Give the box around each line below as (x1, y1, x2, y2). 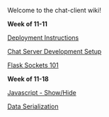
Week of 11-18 (7, 74, 50, 83)
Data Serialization (7, 102, 59, 111)
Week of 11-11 (7, 20, 48, 28)
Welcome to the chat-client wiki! (7, 6, 101, 14)
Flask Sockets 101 (7, 61, 59, 69)
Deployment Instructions (7, 33, 79, 42)
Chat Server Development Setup (7, 48, 102, 55)
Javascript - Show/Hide (7, 89, 76, 96)
